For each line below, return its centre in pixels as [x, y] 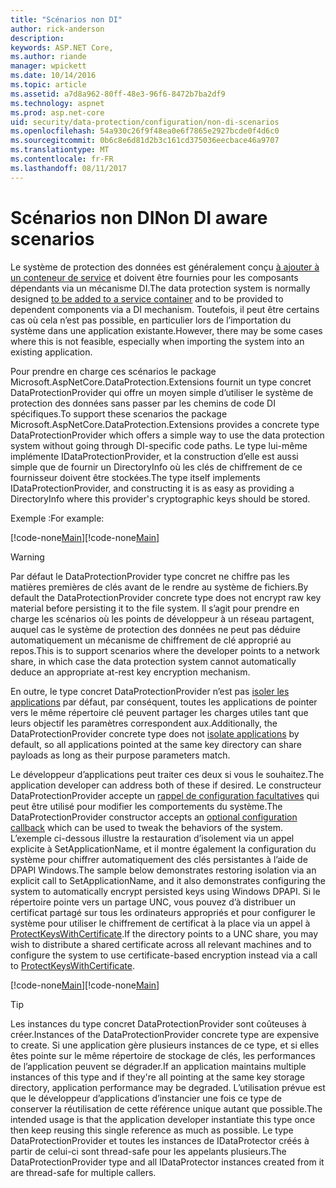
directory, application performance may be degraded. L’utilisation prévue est [168, 1087]
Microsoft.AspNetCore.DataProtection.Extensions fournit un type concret [161, 382]
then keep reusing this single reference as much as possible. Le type [152, 1130]
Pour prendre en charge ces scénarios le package [113, 371]
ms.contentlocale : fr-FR [62, 159]
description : [37, 38]
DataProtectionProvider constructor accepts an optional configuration [154, 817]
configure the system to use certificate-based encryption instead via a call [164, 955]
